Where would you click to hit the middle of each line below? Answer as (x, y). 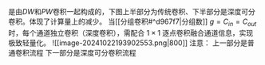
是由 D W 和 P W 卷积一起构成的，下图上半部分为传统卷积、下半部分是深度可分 (132, 11)
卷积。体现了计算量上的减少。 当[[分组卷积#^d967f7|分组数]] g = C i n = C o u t (132, 22)
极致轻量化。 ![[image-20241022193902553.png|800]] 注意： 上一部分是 (128, 43)
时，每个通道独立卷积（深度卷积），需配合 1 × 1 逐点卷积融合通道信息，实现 (131, 32)
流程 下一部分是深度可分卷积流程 (83, 52)
